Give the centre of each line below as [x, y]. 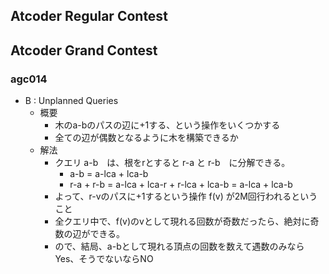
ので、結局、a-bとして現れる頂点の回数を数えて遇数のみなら [179, 246]
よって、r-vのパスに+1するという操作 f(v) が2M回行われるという [186, 196]
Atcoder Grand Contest [84, 50]
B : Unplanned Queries [71, 101]
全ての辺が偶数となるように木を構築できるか [146, 138]
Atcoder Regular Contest [89, 16]
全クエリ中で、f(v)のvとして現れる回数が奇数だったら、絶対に [182, 221]
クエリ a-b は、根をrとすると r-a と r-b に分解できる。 [172, 163]
